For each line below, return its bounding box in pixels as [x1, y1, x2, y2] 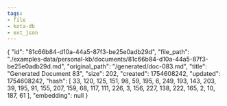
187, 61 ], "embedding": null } [7, 92, 88, 100]
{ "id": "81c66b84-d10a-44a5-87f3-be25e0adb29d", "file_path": [7, 48, 190, 56]
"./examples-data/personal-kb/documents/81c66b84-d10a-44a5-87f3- [7, 55, 209, 64]
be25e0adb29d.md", [7, 62, 66, 70]
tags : [7, 10, 23, 17]
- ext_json [7, 29, 38, 36]
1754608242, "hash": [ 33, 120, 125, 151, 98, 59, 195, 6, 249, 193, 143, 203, [7, 77, 217, 85]
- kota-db [7, 23, 36, 29]
